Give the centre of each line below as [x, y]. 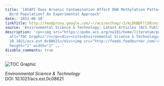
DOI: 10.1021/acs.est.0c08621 [34, 79]
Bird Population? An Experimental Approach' [55, 14]
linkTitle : [16, 23]
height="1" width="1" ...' [37, 46]
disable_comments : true [29, 50]
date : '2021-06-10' [25, 18]
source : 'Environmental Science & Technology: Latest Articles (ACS [76, 28]
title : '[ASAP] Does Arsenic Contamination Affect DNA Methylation [75, 9]
